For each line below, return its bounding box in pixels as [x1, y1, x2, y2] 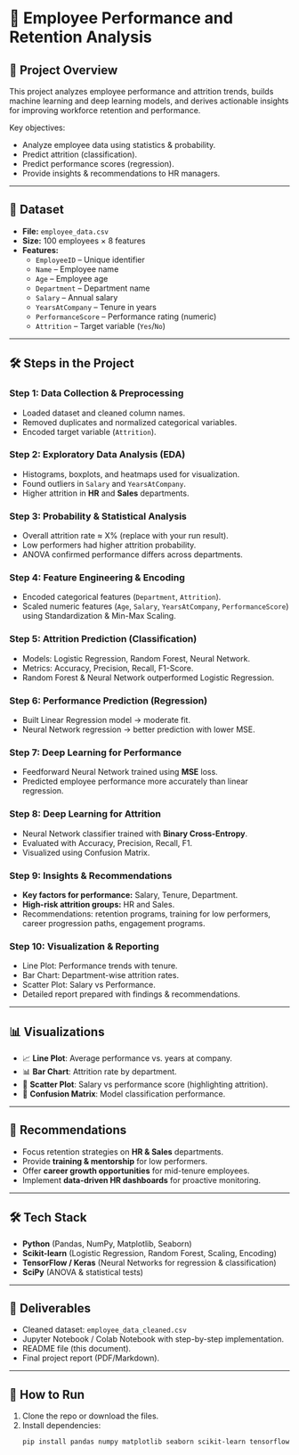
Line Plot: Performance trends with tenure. [21, 960, 178, 971]
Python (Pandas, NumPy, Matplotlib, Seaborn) [21, 1238, 193, 1249]
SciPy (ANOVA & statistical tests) [21, 1266, 144, 1278]
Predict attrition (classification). [21, 149, 138, 160]
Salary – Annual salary [35, 292, 118, 302]
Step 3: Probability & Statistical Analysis [9, 510, 187, 522]
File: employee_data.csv [21, 226, 109, 236]
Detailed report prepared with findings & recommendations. [21, 989, 240, 999]
